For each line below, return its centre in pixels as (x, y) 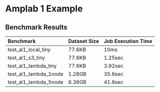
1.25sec (113, 58)
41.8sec (113, 82)
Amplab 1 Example (44, 9)
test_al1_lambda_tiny (32, 66)
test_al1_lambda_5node (35, 82)
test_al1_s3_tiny (26, 58)
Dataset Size (83, 41)
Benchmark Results (36, 27)
